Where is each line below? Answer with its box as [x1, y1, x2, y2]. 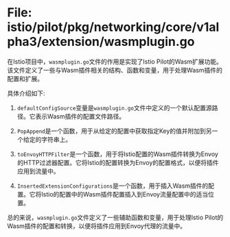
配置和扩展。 [7, 74, 43, 83]
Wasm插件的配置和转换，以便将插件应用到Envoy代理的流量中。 [7, 221, 187, 230]
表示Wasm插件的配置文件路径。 [35, 112, 126, 121]
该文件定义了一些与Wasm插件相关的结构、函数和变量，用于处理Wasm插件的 [7, 66, 223, 74]
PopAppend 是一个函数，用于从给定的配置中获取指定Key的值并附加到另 [16, 127, 212, 135]
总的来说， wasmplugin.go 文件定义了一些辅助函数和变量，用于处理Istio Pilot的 [7, 213, 224, 221]
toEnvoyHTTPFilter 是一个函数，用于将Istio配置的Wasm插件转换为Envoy [16, 149, 218, 158]
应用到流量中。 [16, 166, 60, 175]
